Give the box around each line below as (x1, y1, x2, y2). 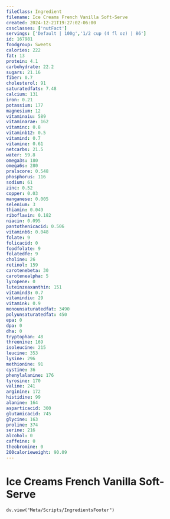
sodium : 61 (6, 180, 33, 185)
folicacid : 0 (6, 240, 38, 246)
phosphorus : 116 (6, 174, 46, 180)
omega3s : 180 (6, 158, 38, 164)
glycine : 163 (6, 416, 38, 422)
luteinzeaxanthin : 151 (6, 284, 62, 290)
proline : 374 (6, 422, 38, 428)
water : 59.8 (6, 152, 35, 158)
